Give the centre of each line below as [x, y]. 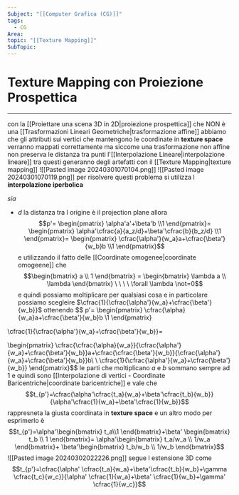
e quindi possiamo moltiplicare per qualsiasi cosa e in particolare [113, 295]
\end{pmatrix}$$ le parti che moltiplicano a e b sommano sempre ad [129, 367]
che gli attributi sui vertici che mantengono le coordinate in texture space [115, 139]
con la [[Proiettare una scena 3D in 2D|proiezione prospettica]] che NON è [117, 124]
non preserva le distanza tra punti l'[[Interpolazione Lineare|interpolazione [116, 154]
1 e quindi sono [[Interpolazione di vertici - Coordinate [86, 375]
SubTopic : [22, 47]
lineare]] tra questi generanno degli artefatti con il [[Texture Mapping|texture [119, 162]
